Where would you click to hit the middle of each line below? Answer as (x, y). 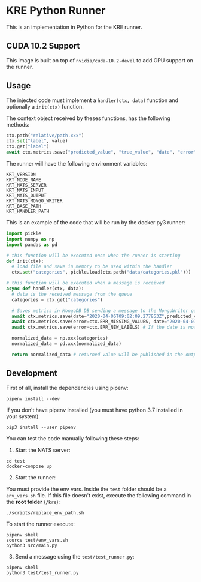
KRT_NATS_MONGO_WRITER (34, 201)
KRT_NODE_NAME (24, 180)
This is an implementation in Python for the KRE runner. (74, 27)
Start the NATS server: (42, 450)
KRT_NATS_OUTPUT (26, 196)
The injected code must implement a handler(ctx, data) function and (92, 100)
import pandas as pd (32, 244)
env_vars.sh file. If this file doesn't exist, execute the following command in (99, 495)
